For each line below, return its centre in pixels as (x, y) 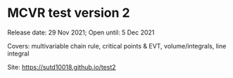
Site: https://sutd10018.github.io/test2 (62, 67)
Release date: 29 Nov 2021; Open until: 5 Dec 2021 (81, 32)
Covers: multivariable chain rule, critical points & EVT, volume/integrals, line (117, 46)
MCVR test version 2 (69, 13)
